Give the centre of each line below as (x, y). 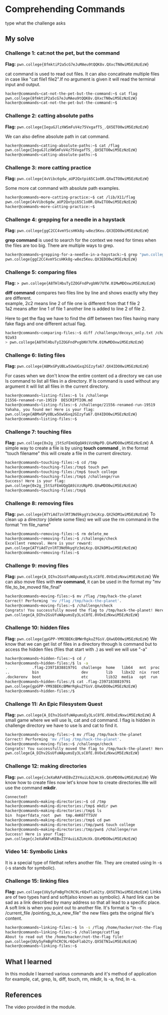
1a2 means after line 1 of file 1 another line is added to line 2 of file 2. (75, 309)
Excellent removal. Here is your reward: (49, 544)
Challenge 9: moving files (37, 566)
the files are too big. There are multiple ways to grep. (60, 245)
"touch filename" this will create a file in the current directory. (68, 453)
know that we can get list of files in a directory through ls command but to (81, 644)
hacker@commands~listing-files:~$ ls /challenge (57, 396)
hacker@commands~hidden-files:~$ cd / (45, 658)
